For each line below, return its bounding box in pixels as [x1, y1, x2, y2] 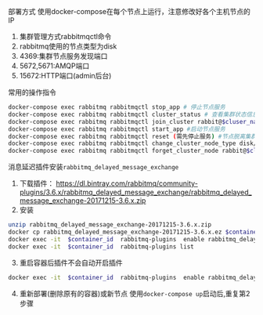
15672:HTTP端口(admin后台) [19, 71, 112, 80]
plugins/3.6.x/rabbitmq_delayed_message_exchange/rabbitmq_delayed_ [19, 187, 252, 197]
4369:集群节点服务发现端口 [19, 52, 108, 60]
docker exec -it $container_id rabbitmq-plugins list [8, 242, 194, 251]
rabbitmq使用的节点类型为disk [19, 42, 117, 51]
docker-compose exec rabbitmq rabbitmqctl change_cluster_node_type [8, 139, 236, 147]
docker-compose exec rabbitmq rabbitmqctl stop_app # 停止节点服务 [8, 103, 225, 111]
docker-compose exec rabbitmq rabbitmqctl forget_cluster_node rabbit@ [8, 147, 247, 155]
